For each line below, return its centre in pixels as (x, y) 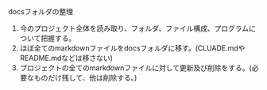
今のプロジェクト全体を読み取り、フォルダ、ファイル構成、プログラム (134, 28)
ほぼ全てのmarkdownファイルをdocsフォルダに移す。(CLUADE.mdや (132, 48)
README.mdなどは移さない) (66, 58)
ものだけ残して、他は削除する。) (85, 78)
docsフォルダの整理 (41, 11)
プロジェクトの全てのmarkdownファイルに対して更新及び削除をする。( (135, 68)
